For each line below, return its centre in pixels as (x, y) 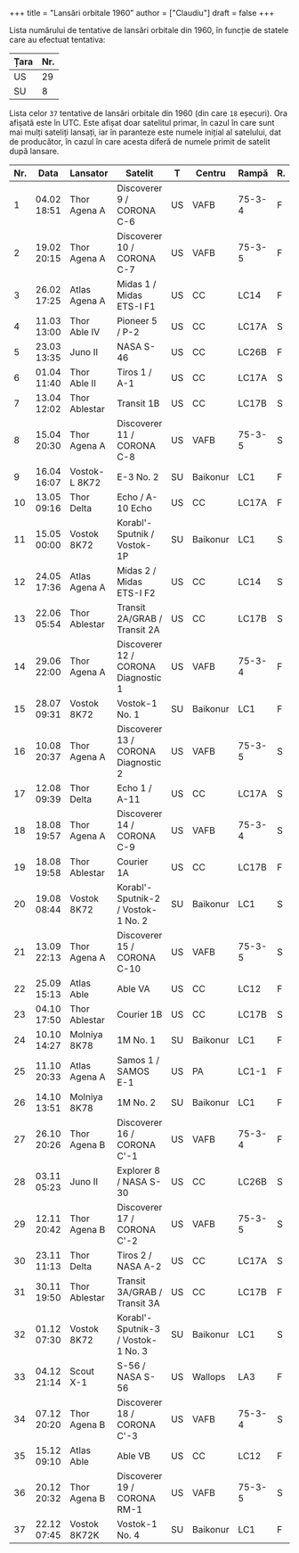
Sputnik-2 (139, 898)
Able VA (133, 989)
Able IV (85, 332)
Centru (210, 173)
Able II (83, 383)
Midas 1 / (137, 284)
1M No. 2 (137, 1103)
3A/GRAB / (140, 1292)
